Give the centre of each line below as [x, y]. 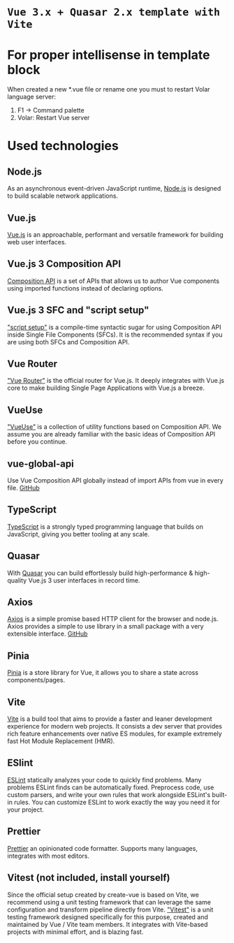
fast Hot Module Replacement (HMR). [61, 741]
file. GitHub [23, 488]
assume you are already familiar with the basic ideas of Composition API [111, 434]
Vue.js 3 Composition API [64, 264]
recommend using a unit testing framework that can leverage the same [109, 902]
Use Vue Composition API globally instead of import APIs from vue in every [115, 480]
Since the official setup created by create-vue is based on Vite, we [103, 894]
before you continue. [37, 441]
